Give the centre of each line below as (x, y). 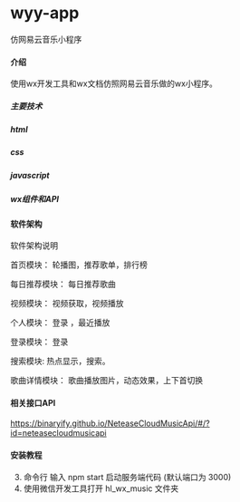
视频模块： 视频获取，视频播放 (67, 304)
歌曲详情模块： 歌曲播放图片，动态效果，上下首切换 (106, 381)
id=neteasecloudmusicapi (58, 433)
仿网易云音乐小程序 (46, 39)
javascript (30, 175)
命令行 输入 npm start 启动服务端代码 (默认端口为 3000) (127, 477)
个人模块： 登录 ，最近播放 (60, 323)
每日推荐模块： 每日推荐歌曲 (63, 285)
